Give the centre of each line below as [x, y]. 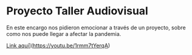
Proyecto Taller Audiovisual [77, 11]
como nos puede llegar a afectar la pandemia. [64, 33]
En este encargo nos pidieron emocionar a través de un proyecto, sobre [96, 27]
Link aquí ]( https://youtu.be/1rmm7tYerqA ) [58, 45]
